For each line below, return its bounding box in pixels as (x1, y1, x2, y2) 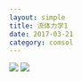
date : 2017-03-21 (9, 29, 74, 38)
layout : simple (9, 12, 66, 22)
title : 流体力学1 (9, 21, 69, 30)
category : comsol (9, 37, 74, 47)
